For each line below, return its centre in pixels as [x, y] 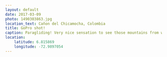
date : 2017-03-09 [23, 14]
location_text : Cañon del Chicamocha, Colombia [55, 24]
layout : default [22, 10]
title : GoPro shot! [25, 28]
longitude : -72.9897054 [39, 47]
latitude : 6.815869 [34, 42]
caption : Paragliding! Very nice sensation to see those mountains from [82, 33]
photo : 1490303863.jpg [29, 19]
